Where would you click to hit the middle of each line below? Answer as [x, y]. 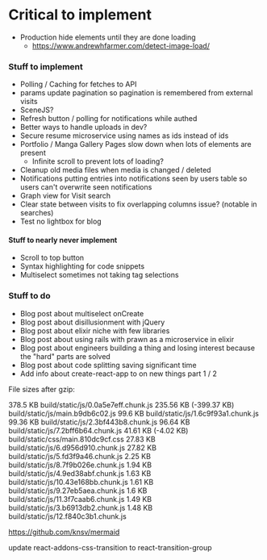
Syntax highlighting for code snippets [82, 266]
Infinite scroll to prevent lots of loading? [98, 161]
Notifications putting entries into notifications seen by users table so [133, 178]
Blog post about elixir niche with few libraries [95, 330]
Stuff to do [29, 296]
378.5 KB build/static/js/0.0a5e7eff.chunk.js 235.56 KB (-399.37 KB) [121, 404]
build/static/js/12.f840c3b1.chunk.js [67, 516]
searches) [37, 213]
